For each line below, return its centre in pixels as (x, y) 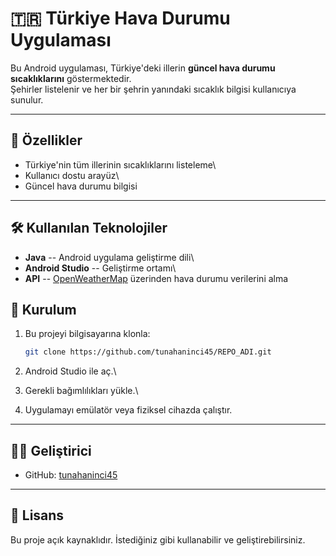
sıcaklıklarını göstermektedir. (71, 78)
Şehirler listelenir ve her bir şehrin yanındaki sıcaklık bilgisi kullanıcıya (153, 89)
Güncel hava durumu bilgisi (81, 186)
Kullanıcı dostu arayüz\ (72, 175)
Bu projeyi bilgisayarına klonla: (87, 334)
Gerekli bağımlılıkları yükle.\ (81, 391)
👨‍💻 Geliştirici (51, 450)
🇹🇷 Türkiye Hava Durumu (120, 18)
